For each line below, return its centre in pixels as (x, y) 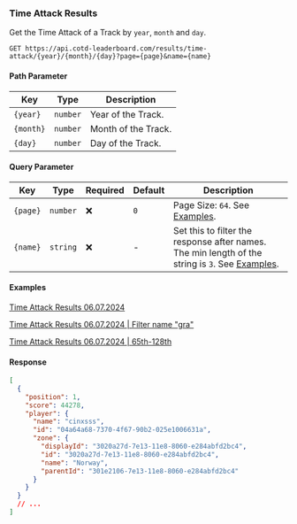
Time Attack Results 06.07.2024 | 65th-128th (91, 341)
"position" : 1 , (53, 397)
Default (149, 190)
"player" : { (47, 413)
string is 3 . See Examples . (227, 264)
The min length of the (218, 252)
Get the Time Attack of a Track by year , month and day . (107, 33)
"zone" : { (50, 438)
